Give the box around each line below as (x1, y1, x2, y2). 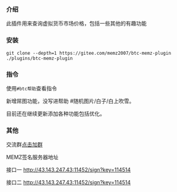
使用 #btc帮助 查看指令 (6, 84, 58, 92)
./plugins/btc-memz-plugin (6, 55, 73, 61)
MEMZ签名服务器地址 (6, 153, 59, 161)
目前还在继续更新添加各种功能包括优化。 (6, 110, 105, 117)
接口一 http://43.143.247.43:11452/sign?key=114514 (6, 166, 131, 174)
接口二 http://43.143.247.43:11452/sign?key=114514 (6, 179, 131, 186)
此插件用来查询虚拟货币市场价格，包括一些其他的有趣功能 (6, 20, 147, 27)
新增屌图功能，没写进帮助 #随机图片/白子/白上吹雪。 (6, 97, 135, 105)
